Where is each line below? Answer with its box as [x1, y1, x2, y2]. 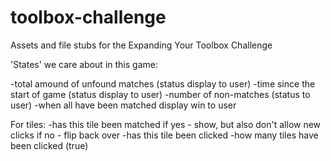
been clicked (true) [10, 139, 89, 151]
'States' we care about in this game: [10, 58, 158, 70]
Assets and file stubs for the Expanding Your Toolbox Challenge [10, 39, 273, 51]
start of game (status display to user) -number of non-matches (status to [10, 88, 311, 100]
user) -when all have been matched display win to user [10, 99, 237, 111]
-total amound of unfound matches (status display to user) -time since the [10, 77, 316, 90]
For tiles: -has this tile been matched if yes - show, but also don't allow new [10, 118, 322, 130]
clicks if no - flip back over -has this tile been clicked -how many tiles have [10, 129, 319, 141]
